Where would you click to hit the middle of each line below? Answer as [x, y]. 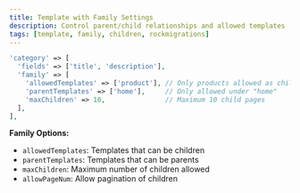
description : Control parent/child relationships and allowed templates [147, 26]
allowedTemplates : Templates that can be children [113, 150]
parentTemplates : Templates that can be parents [110, 160]
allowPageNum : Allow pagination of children [100, 179]
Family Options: [39, 133]
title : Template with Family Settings [81, 17]
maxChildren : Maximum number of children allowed [116, 169]
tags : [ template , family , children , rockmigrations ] [109, 34]
